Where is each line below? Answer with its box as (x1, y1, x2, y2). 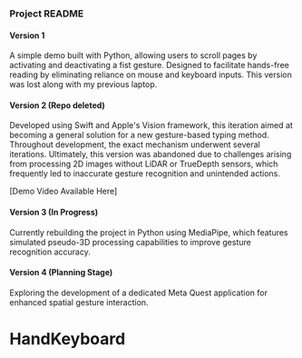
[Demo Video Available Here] (9, 185, 118, 197)
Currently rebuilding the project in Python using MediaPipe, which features (9, 226, 288, 238)
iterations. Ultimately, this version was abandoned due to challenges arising (9, 149, 292, 160)
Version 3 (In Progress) (9, 206, 99, 217)
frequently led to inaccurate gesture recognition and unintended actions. (9, 168, 281, 179)
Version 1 (9, 30, 45, 41)
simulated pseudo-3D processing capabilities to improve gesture (9, 236, 251, 247)
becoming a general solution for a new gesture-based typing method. (9, 130, 269, 141)
